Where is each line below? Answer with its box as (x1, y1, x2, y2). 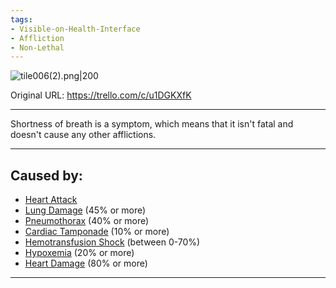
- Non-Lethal (10, 42, 65, 53)
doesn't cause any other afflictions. (10, 129, 157, 141)
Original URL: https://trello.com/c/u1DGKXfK (10, 89, 192, 101)
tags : (10, 14, 33, 25)
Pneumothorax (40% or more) (24, 215, 150, 227)
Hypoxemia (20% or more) (24, 247, 135, 259)
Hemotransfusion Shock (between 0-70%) (24, 236, 201, 248)
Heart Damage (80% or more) (24, 257, 148, 270)
